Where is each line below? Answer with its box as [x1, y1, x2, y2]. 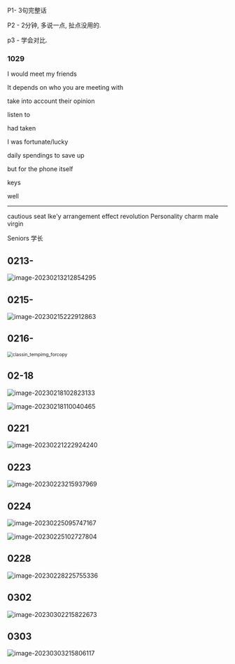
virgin [7, 219, 24, 228]
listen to [7, 111, 30, 119]
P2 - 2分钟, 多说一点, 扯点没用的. [7, 21, 101, 29]
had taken [7, 124, 36, 133]
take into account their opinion [7, 97, 96, 105]
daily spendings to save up [7, 151, 85, 160]
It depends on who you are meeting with [7, 83, 124, 92]
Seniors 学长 [7, 234, 43, 243]
